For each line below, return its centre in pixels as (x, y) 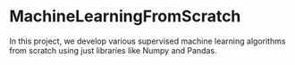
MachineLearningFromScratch (125, 16)
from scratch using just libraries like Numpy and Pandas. (113, 50)
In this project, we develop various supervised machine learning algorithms (147, 41)
